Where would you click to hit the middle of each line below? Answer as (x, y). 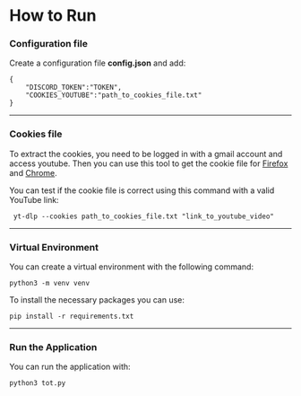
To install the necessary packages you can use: (97, 300)
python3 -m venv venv (50, 284)
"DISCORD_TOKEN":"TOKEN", (74, 88)
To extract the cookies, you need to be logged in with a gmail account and (146, 154)
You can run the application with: (70, 367)
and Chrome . (34, 172)
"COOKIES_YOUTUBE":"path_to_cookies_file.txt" (114, 95)
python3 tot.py (38, 383)
